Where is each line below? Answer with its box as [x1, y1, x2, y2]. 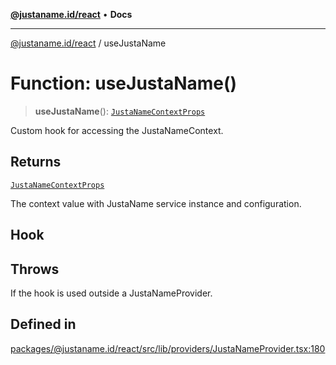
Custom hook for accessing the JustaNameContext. [10, 124, 224, 136]
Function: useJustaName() [10, 72, 238, 95]
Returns [10, 154, 62, 171]
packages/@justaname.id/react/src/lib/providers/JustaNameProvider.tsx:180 [10, 342, 326, 354]
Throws [10, 260, 60, 278]
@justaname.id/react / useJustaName [10, 37, 167, 49]
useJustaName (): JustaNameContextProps [34, 105, 206, 117]
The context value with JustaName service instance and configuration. [10, 197, 302, 209]
